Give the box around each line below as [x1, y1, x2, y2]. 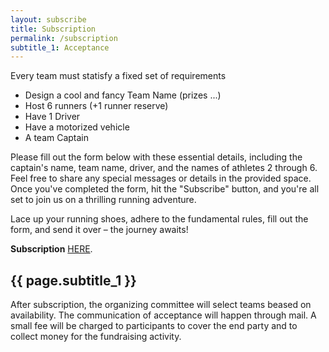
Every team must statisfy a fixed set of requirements [10, 70, 227, 82]
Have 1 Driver [24, 111, 81, 123]
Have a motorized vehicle [24, 121, 130, 133]
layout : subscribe [10, 14, 87, 25]
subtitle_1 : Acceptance [10, 42, 110, 53]
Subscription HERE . [10, 243, 93, 255]
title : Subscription [10, 24, 97, 34]
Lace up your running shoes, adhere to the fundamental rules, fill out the [10, 213, 309, 225]
